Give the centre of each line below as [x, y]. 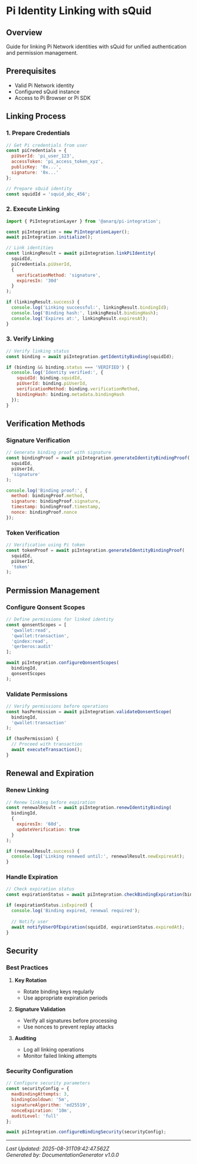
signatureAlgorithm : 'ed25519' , [51, 1105]
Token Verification [33, 532]
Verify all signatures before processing [70, 1021]
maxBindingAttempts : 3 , [40, 1094]
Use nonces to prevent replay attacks [69, 1027]
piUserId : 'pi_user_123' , [43, 156]
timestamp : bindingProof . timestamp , [56, 507]
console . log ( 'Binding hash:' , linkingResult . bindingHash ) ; [85, 313]
